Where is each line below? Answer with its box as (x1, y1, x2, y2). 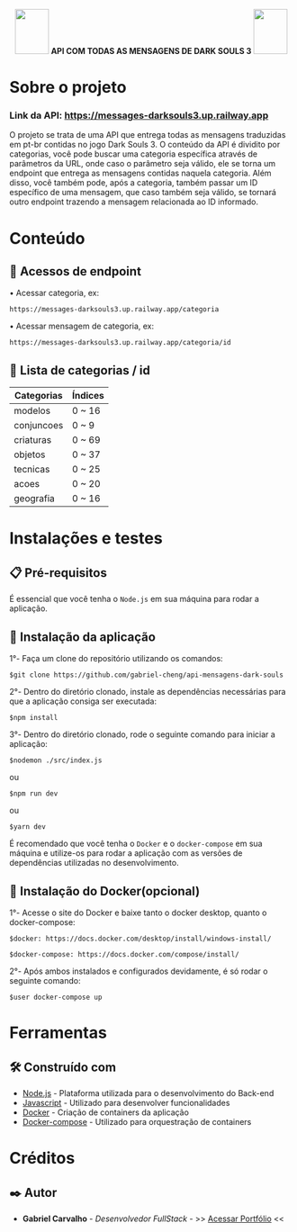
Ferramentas (9, 1022, 108, 1043)
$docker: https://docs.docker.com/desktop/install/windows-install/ (9, 934, 272, 943)
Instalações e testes (9, 528, 164, 549)
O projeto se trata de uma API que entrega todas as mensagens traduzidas (9, 130, 286, 140)
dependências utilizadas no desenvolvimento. (9, 858, 179, 868)
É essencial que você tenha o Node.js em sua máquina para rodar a (9, 594, 259, 605)
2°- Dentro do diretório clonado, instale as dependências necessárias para (9, 687, 286, 697)
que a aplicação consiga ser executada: (9, 696, 157, 706)
